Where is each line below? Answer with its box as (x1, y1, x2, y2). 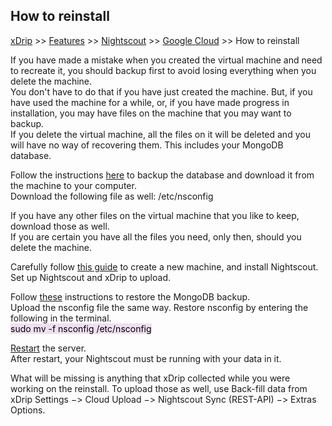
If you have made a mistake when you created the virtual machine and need (10, 54, 323, 66)
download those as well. (10, 220, 110, 232)
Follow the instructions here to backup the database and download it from (10, 169, 315, 181)
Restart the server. (10, 342, 87, 354)
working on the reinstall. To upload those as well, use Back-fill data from (10, 382, 308, 394)
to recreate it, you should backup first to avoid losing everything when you (10, 64, 317, 76)
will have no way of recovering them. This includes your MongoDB (10, 139, 284, 151)
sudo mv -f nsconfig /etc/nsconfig (10, 322, 152, 334)
